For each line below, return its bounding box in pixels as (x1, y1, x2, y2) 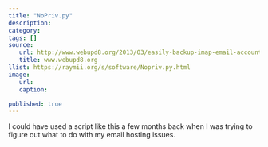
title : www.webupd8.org (18, 56, 98, 64)
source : (8, 41, 34, 49)
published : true (8, 100, 62, 108)
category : (8, 26, 41, 34)
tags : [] (8, 33, 37, 42)
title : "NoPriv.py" (8, 11, 73, 20)
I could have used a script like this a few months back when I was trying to (8, 122, 253, 131)
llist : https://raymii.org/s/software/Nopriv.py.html (8, 64, 191, 72)
